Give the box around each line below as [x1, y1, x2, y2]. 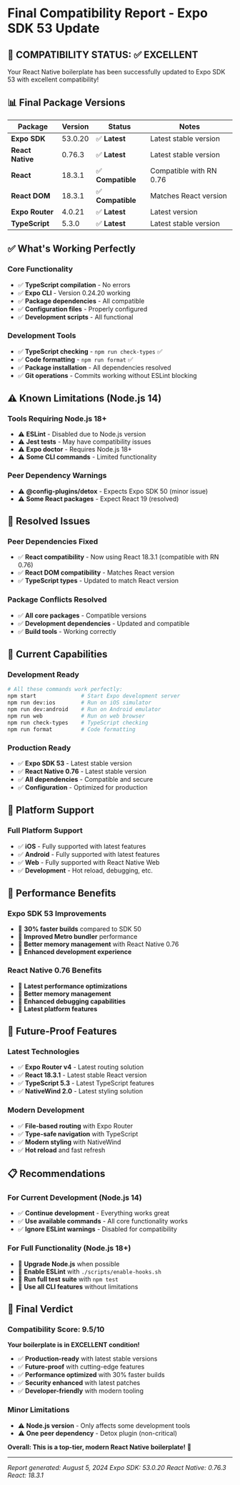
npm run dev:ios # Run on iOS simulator [7, 699, 152, 707]
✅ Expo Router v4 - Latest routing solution [17, 1063, 144, 1071]
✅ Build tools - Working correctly [17, 627, 116, 635]
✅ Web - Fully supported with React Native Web [17, 858, 160, 866]
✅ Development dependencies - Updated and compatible [17, 619, 190, 627]
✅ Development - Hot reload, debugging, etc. [17, 866, 154, 875]
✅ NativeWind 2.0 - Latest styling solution [17, 1087, 144, 1096]
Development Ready [7, 670, 80, 680]
